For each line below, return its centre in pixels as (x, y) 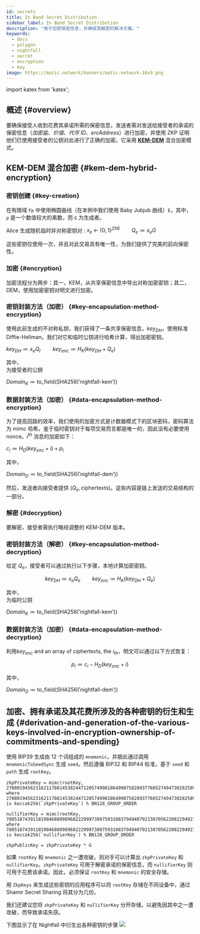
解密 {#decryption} (34, 513)
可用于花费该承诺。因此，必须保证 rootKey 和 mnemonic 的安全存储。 (89, 872)
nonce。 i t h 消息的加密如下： (41, 436)
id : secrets (21, 12)
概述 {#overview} (39, 110)
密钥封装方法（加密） (37, 307)
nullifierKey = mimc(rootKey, (44, 814)
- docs (20, 39)
